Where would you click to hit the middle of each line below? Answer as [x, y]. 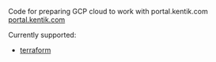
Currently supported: [42, 35]
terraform [35, 50]
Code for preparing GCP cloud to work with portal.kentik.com [108, 11]
